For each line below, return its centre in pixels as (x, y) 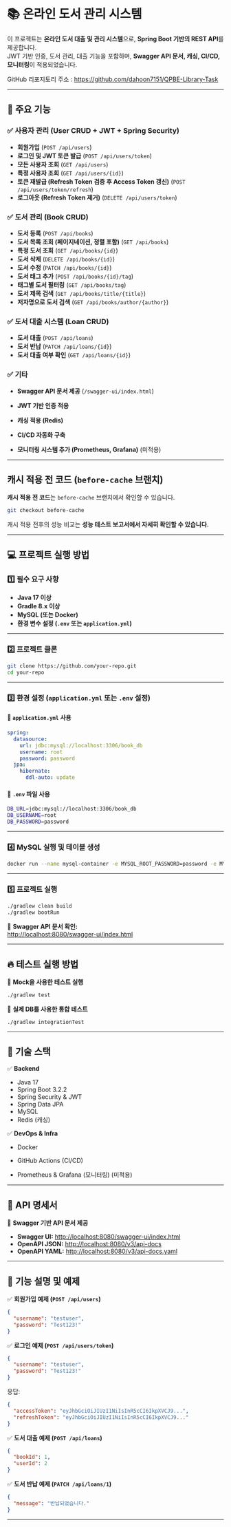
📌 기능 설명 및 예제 (44, 1281)
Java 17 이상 (34, 597)
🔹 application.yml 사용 (39, 718)
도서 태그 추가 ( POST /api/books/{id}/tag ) (75, 276)
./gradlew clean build (40, 906)
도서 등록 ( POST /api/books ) (55, 233)
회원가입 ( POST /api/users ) (54, 147)
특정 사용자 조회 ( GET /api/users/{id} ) (70, 173)
